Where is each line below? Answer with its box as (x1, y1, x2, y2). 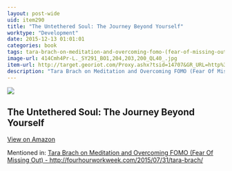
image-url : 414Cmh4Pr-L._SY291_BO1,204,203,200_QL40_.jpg (7, 55, 177, 62)
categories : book (7, 42, 57, 49)
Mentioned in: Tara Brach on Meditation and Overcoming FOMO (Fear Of (7, 149, 214, 157)
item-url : (7, 61, 36, 68)
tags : (7, 49, 23, 56)
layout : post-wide (7, 10, 60, 17)
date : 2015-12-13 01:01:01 (7, 36, 85, 43)
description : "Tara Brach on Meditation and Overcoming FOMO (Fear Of (7, 68, 215, 74)
